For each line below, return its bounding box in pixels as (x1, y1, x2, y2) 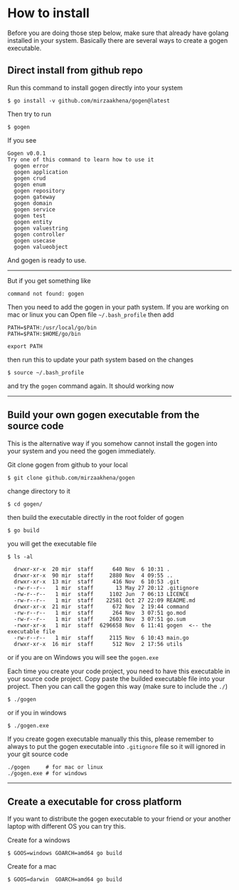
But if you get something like (7, 276, 91, 285)
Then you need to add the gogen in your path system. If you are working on (7, 302, 229, 311)
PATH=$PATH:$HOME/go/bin (7, 330, 81, 337)
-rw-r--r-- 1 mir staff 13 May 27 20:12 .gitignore (14, 584, 199, 591)
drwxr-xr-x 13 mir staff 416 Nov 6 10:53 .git (14, 578, 180, 585)
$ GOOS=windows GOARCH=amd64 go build (7, 850, 122, 857)
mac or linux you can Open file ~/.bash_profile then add (7, 310, 174, 319)
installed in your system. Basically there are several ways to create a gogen (7, 36, 228, 44)
